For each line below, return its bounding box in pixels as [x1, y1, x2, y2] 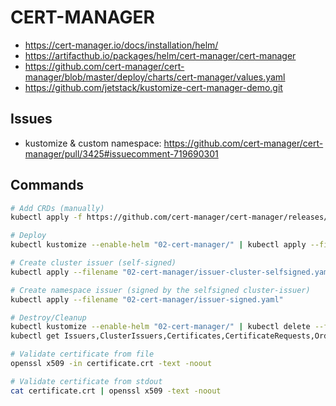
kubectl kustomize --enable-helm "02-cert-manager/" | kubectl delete [10, 322, 311, 332]
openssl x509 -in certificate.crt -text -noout [10, 359, 213, 369]
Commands [10, 177, 85, 194]
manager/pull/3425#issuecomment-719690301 [24, 147, 219, 160]
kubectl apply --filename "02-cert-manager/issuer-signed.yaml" [10, 294, 284, 305]
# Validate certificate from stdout [10, 376, 163, 386]
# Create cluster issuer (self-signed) [10, 258, 177, 268]
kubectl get [10, 331, 60, 341]
